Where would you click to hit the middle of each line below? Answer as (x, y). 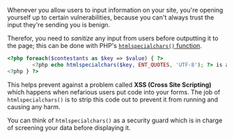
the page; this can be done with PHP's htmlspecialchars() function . (104, 46)
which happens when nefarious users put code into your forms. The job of (114, 92)
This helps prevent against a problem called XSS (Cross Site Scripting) (109, 84)
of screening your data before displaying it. (69, 127)
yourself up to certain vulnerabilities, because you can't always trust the (111, 17)
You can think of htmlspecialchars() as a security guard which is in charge (115, 120)
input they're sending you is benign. (58, 25)
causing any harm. (34, 106)
